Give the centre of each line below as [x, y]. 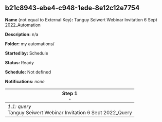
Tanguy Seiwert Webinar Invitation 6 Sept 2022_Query [70, 112]
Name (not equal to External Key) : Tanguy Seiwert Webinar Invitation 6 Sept [81, 19]
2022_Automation [23, 25]
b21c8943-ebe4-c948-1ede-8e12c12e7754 [72, 8]
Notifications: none [25, 81]
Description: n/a [22, 34]
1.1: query [19, 106]
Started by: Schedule [27, 53]
